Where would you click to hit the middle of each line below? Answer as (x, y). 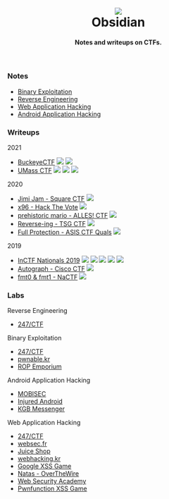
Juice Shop (34, 451)
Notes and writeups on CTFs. (118, 42)
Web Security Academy (52, 481)
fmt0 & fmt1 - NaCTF (48, 277)
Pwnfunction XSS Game (52, 488)
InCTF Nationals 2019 (49, 260)
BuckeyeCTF (36, 162)
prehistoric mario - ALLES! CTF (63, 215)
